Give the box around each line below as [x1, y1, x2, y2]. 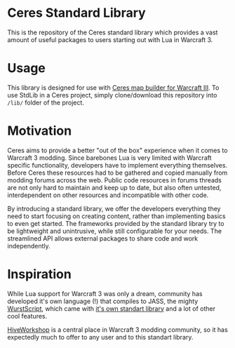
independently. [7, 241, 51, 250]
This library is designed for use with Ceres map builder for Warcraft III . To [7, 83, 220, 92]
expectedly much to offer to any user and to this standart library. [7, 333, 194, 341]
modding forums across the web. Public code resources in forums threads [7, 175, 222, 184]
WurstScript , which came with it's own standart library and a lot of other [7, 304, 216, 313]
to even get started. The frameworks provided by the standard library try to [7, 219, 224, 227]
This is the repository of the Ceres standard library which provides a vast [7, 28, 218, 36]
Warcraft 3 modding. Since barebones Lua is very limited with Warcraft [7, 153, 212, 162]
